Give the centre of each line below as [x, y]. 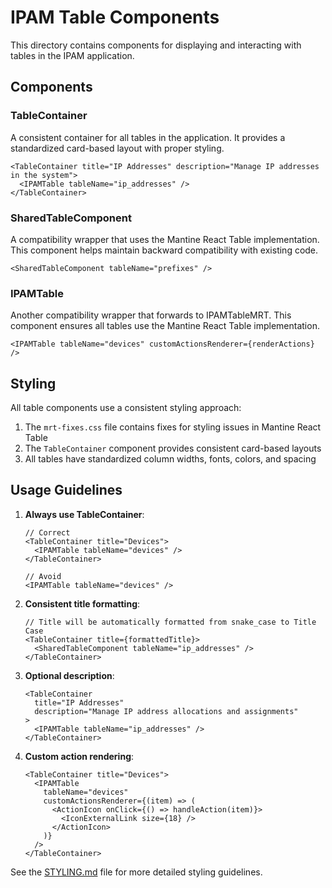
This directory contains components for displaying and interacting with [156, 45]
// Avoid [43, 576]
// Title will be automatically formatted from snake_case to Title [170, 622]
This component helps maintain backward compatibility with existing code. [164, 250]
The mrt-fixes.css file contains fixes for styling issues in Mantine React [173, 427]
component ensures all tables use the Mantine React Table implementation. [165, 326]
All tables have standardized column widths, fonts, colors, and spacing [170, 459]
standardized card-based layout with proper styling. [117, 148]
